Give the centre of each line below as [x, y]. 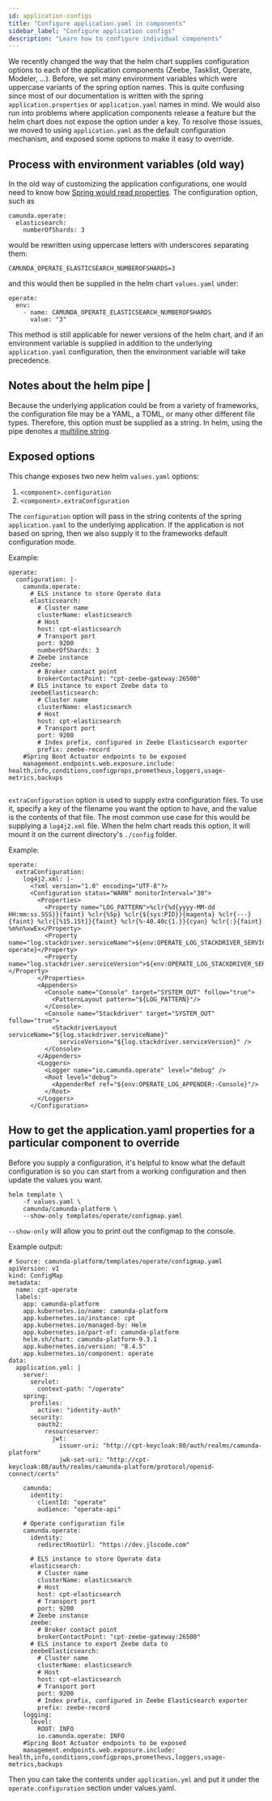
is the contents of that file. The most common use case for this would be [130, 817]
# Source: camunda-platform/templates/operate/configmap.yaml [115, 1261]
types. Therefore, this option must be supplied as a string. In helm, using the [136, 423]
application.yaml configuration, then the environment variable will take [127, 352]
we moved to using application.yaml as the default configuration [117, 130]
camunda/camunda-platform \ [70, 1208]
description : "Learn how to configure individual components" [115, 38]
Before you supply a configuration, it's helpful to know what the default [127, 1162]
